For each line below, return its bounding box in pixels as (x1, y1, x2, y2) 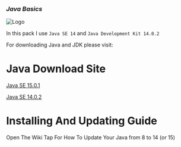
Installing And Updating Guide (6, 114, 157, 128)
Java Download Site (6, 62, 106, 76)
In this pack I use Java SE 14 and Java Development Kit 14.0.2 (6, 30, 160, 37)
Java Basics (6, 5, 43, 13)
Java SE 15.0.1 (6, 82, 40, 89)
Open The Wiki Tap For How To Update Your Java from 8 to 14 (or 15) (6, 134, 176, 141)
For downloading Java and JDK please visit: (6, 41, 113, 49)
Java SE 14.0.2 (6, 93, 42, 101)
